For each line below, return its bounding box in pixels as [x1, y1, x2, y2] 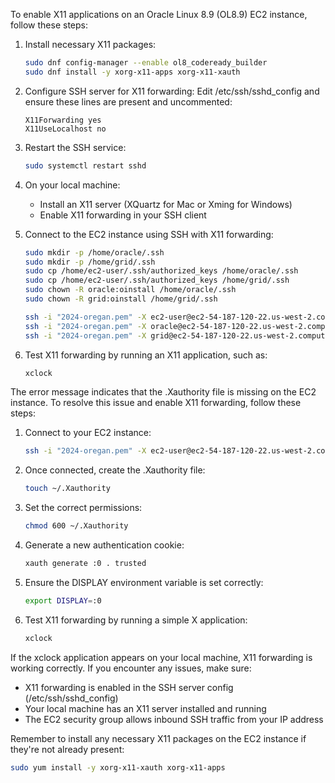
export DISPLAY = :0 [24, 595, 102, 606]
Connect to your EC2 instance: [24, 427, 152, 439]
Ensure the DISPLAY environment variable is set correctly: [24, 576, 264, 588]
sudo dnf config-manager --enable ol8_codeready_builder [24, 58, 268, 68]
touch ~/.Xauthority [24, 484, 111, 494]
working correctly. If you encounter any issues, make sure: [10, 662, 252, 674]
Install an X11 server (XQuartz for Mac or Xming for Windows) [39, 198, 293, 210]
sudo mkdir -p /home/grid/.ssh [24, 257, 156, 267]
